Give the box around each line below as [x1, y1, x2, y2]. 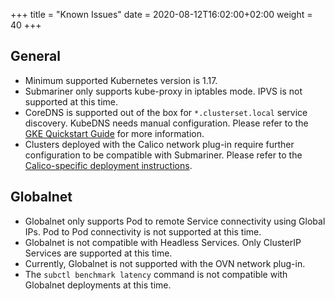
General [10, 48, 62, 65]
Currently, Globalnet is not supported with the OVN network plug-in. [24, 257, 306, 269]
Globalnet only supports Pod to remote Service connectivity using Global [24, 215, 326, 227]
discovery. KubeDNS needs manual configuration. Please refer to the [24, 117, 309, 129]
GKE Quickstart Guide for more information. [24, 127, 205, 139]
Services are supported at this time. [24, 247, 173, 259]
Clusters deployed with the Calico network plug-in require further [24, 138, 295, 150]
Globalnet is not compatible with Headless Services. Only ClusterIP [24, 236, 302, 248]
